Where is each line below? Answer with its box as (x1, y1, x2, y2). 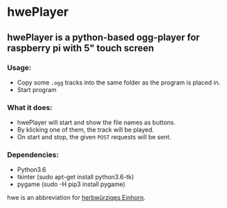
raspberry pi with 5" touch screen (7, 42, 155, 54)
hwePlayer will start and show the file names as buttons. (16, 118, 176, 127)
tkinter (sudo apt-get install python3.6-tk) (16, 173, 135, 181)
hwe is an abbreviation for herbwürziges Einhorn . (7, 194, 146, 202)
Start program (16, 85, 57, 93)
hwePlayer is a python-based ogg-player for (7, 32, 200, 43)
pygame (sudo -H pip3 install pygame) (16, 180, 126, 189)
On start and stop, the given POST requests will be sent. (16, 133, 172, 141)
